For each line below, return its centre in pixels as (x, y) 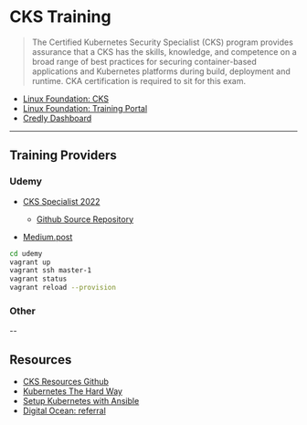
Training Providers (63, 156)
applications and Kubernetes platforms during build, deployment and (161, 71)
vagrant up (30, 262)
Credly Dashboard (57, 118)
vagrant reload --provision (63, 288)
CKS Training (60, 17)
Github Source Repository (85, 219)
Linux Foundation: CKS (66, 99)
